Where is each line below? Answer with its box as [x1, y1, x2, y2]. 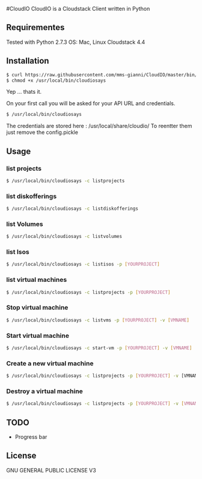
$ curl [6, 72, 23, 78]
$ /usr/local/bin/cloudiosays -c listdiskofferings [6, 206, 138, 212]
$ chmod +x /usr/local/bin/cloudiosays [6, 78, 106, 84]
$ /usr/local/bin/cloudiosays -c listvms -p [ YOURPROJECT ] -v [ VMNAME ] [6, 317, 189, 323]
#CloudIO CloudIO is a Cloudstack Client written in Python [6, 5, 150, 12]
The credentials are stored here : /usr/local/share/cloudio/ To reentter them [6, 123, 192, 130]
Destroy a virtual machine [6, 387, 83, 395]
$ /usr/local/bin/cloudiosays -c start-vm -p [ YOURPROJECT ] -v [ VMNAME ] [6, 345, 192, 351]
